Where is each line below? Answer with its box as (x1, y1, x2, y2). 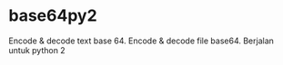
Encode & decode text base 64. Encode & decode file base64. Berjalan (8, 35, 275, 46)
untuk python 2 (8, 44, 66, 55)
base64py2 (8, 5, 97, 26)
